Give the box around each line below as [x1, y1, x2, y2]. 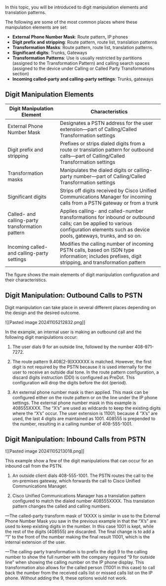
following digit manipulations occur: [5, 334, 78, 340]
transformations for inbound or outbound [60, 213, 155, 220]
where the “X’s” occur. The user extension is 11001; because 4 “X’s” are [12, 410, 158, 416]
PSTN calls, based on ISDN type [60, 246, 134, 253]
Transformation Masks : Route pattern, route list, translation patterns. [12, 45, 154, 50]
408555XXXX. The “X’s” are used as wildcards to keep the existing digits [12, 405, 161, 411]
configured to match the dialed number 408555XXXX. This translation [12, 498, 155, 504]
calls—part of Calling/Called [60, 152, 125, 159]
